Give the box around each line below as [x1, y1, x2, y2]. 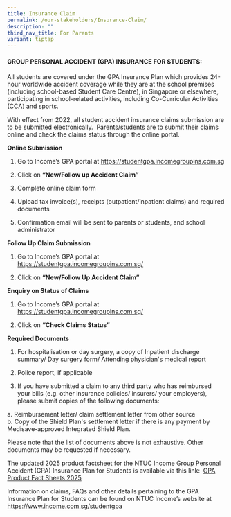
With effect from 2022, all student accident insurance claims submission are [7, 116, 225, 124]
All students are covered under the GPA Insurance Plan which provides [7, 73, 209, 81]
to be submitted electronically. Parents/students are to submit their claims [7, 123, 219, 132]
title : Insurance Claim [7, 10, 76, 17]
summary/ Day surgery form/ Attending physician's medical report [17, 355, 206, 364]
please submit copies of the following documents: [17, 396, 160, 405]
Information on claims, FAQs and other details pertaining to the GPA [7, 487, 199, 496]
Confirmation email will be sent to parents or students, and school [17, 218, 205, 227]
